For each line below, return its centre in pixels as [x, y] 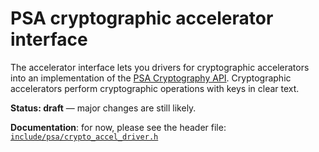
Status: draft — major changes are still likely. [103, 108]
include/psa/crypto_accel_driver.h [84, 137]
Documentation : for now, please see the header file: [118, 127]
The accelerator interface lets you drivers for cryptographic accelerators [160, 67]
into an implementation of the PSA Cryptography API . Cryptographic [151, 78]
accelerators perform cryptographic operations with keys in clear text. [155, 88]
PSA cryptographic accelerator [142, 18]
